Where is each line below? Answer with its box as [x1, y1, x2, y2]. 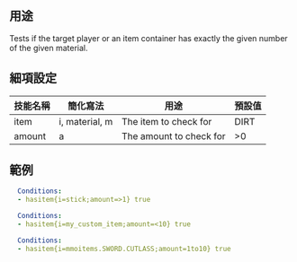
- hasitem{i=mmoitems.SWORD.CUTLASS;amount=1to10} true [17, 244, 231, 253]
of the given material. [9, 42, 88, 53]
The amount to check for [121, 129, 227, 142]
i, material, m [58, 115, 113, 127]
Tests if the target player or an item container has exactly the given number [9, 32, 288, 43]
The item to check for [121, 115, 212, 127]
